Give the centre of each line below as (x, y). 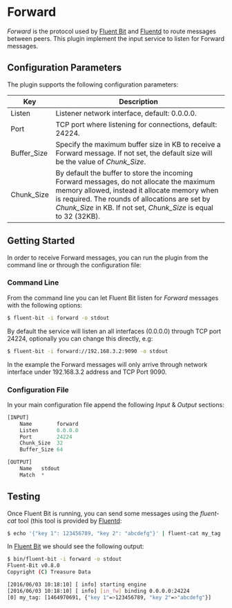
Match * (32, 475)
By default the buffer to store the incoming (124, 172)
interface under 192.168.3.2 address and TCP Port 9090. (87, 372)
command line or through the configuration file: (74, 265)
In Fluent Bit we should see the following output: (76, 546)
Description (138, 101)
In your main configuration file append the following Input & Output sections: (116, 404)
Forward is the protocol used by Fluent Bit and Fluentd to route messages (112, 31)
